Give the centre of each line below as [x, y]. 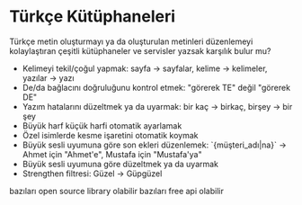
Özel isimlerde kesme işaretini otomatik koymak [111, 135]
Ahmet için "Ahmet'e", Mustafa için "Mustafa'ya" [112, 154]
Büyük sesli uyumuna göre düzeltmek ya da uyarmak [120, 164]
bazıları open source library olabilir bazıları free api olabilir [117, 191]
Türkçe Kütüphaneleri [93, 17]
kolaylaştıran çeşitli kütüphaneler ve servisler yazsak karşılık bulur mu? [140, 50]
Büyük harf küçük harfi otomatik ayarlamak [102, 125]
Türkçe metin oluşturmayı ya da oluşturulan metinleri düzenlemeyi [131, 41]
